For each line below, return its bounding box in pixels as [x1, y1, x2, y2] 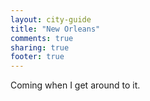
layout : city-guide [10, 14, 92, 25]
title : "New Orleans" [10, 24, 101, 34]
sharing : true [10, 42, 70, 53]
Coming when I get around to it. [10, 79, 141, 91]
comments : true [10, 33, 74, 43]
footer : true [10, 52, 65, 62]
